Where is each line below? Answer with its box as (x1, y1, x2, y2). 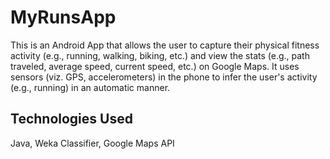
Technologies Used (10, 111, 133, 128)
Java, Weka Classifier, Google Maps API (10, 137, 175, 149)
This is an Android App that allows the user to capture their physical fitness (10, 39, 320, 51)
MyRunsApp (10, 6, 117, 29)
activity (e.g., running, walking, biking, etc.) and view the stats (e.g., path (10, 49, 310, 61)
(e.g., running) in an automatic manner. (10, 81, 171, 93)
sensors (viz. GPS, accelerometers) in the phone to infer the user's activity (10, 71, 318, 83)
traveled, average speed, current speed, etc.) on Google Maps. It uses (10, 60, 300, 72)
